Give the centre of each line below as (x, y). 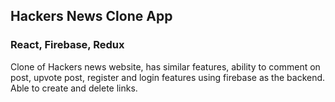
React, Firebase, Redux (67, 45)
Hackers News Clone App (91, 16)
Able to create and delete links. (74, 88)
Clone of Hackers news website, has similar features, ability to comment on (165, 66)
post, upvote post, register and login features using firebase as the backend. (168, 77)
